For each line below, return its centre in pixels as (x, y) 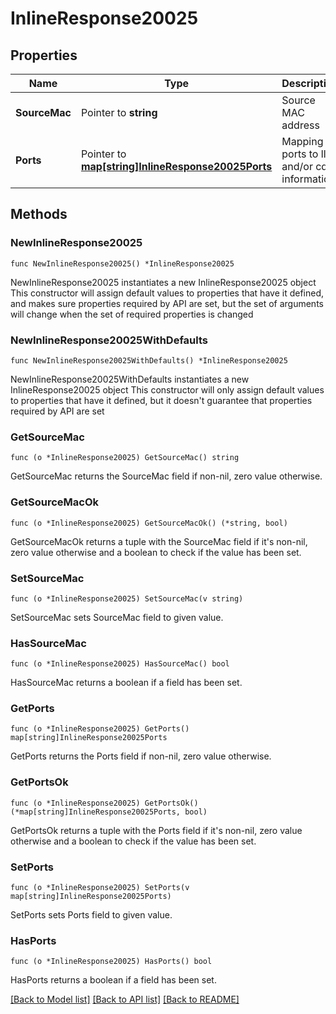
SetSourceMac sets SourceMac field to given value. (117, 617)
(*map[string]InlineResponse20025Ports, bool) (109, 812)
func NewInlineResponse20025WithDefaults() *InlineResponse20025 (149, 360)
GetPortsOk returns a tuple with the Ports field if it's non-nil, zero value (156, 830)
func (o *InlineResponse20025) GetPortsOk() (104, 803)
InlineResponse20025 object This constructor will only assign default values (167, 389)
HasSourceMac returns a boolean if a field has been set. (126, 683)
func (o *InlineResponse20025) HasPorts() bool (111, 962)
